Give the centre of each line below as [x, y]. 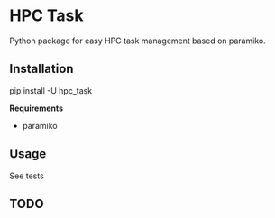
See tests [27, 176]
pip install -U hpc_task [51, 90]
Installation [41, 69]
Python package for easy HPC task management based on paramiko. [137, 41]
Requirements [37, 108]
